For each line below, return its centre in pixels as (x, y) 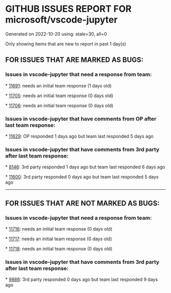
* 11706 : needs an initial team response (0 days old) (59, 105)
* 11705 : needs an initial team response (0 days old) (59, 96)
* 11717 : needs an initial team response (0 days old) (59, 239)
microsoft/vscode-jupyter (62, 20)
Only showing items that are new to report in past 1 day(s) (66, 43)
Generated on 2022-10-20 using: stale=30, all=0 (56, 34)
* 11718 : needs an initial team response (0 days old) (59, 249)
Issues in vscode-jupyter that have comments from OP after (81, 119)
